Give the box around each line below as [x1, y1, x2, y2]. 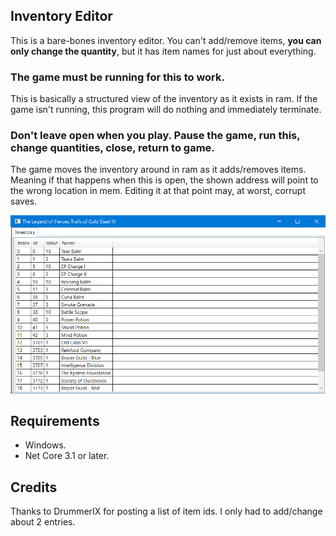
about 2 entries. [10, 516, 76, 528]
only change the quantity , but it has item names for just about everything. [10, 45, 317, 57]
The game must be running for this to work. [10, 70, 225, 84]
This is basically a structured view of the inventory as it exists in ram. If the [10, 93, 318, 105]
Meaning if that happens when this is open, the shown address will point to [10, 174, 319, 186]
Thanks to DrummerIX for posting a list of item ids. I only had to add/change [10, 505, 323, 518]
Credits [10, 479, 58, 496]
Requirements [10, 413, 100, 430]
